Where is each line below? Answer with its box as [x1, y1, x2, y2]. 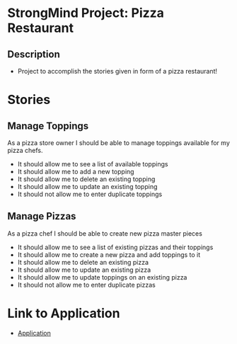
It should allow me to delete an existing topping [17, 175, 156, 183]
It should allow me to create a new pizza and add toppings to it [17, 250, 201, 259]
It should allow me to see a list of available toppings [17, 160, 168, 168]
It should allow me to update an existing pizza [17, 265, 151, 274]
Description [7, 48, 60, 60]
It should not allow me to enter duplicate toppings [17, 190, 163, 198]
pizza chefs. [7, 147, 43, 154]
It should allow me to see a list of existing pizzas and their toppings [17, 243, 214, 251]
